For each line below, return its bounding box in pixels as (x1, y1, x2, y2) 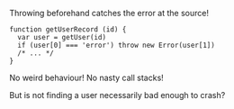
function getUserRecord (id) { (9, 25, 127, 34)
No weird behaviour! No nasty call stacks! (9, 72, 164, 83)
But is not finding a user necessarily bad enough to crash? (9, 90, 226, 100)
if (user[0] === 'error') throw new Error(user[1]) (17, 41, 216, 50)
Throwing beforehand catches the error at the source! (9, 8, 210, 18)
